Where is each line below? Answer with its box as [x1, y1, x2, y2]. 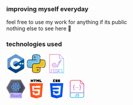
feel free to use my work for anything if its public [6, 19, 128, 26]
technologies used [6, 40, 62, 48]
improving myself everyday [6, 5, 89, 13]
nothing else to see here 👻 [6, 25, 71, 32]
